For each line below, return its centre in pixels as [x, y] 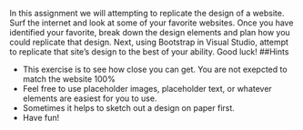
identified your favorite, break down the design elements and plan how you [150, 32]
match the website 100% [69, 79]
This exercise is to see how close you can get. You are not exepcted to [155, 69]
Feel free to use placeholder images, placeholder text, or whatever [147, 89]
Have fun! [41, 118]
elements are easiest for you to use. [90, 98]
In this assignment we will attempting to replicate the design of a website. [147, 13]
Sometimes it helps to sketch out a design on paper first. [128, 108]
